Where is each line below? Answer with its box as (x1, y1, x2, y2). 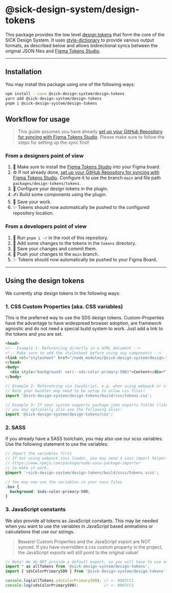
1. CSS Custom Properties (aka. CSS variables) (5, 303, 123, 310)
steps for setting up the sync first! (17, 140, 90, 146)
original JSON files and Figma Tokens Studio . (5, 48, 101, 54)
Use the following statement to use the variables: (5, 441, 109, 447)
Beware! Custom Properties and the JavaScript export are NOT (17, 538, 151, 545)
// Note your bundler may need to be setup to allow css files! (5, 388, 145, 393)
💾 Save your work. (12, 199, 52, 205)
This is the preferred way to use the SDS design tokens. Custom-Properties (5, 314, 164, 320)
